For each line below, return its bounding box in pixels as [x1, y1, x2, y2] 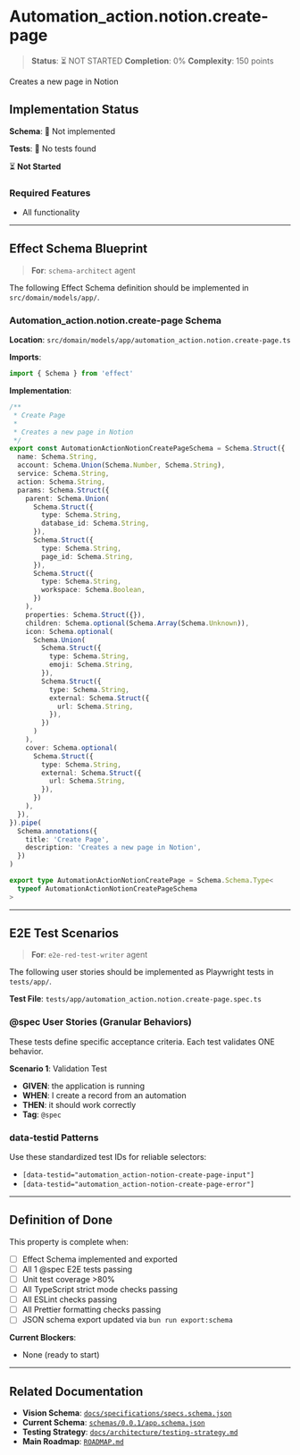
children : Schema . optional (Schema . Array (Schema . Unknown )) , [25, 619, 250, 628]
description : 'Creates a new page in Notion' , [25, 843, 202, 852]
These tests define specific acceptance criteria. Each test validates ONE [9, 1036, 275, 1047]
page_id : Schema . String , [41, 552, 134, 561]
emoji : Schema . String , [48, 660, 134, 670]
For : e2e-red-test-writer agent [30, 950, 148, 960]
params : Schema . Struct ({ [17, 486, 110, 495]
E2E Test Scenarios [9, 926, 119, 941]
